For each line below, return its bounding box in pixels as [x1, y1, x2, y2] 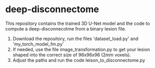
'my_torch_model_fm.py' [12, 41, 64, 47]
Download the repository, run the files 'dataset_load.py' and [12, 36, 139, 42]
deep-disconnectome [5, 4, 99, 15]
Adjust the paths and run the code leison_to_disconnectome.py [12, 57, 145, 63]
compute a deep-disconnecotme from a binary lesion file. [5, 25, 126, 31]
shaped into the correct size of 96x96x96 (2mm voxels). [12, 52, 131, 58]
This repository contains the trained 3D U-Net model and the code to [5, 20, 150, 26]
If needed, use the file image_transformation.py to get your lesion [12, 46, 150, 52]
